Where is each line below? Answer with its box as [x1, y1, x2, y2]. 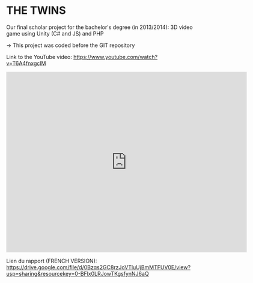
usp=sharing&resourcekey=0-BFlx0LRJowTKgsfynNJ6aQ [6, 270, 149, 277]
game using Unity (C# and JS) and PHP [6, 30, 104, 37]
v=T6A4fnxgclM [6, 60, 46, 67]
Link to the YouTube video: [6, 53, 72, 60]
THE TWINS [6, 4, 66, 17]
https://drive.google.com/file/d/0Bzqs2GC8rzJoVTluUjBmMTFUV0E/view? [6, 263, 191, 271]
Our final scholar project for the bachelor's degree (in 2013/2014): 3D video [6, 23, 194, 31]
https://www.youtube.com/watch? [73, 53, 158, 60]
